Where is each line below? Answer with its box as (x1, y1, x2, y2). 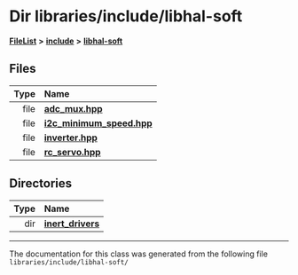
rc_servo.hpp (43, 145, 101, 158)
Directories (9, 176, 73, 192)
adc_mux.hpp (43, 102, 104, 114)
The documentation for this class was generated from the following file (9, 248, 269, 259)
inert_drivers (43, 217, 100, 230)
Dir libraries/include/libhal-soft (9, 6, 243, 27)
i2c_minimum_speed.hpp (43, 117, 153, 130)
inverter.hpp (43, 131, 98, 144)
